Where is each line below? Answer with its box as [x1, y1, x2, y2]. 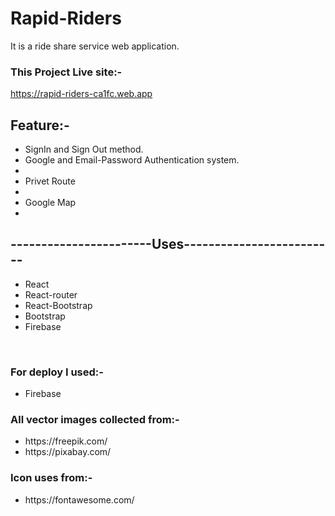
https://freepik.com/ [24, 435, 108, 447]
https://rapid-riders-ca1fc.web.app [10, 88, 153, 100]
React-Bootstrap [24, 299, 93, 311]
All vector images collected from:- [10, 413, 180, 427]
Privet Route [24, 175, 76, 187]
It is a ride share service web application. [10, 40, 180, 52]
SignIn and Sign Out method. [24, 143, 144, 156]
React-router [24, 288, 78, 301]
